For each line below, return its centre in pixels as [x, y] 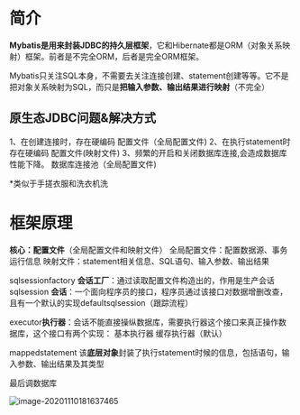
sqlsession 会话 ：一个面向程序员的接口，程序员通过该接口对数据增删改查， [149, 291]
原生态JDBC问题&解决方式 [82, 118]
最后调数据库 [33, 383]
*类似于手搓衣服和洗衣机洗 [59, 183]
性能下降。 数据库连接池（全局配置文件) [83, 164]
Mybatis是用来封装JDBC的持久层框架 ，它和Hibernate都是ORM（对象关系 [146, 45]
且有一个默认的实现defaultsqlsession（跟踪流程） [101, 302]
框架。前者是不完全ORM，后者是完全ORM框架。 [114, 56]
